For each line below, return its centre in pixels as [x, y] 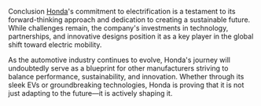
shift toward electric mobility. [55, 45]
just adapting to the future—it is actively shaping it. [90, 93]
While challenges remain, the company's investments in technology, [118, 28]
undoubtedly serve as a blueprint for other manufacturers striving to [118, 68]
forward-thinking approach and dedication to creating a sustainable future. [129, 20]
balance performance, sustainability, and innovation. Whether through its [126, 77]
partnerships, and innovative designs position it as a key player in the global [131, 36]
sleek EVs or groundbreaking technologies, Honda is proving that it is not [126, 85]
